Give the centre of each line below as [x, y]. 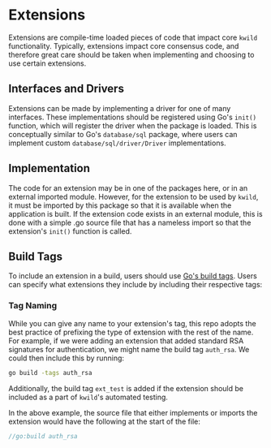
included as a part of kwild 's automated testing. [88, 397]
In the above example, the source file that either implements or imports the [133, 412]
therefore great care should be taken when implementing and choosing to [131, 54]
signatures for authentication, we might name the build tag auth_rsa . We [129, 349]
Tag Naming [33, 306]
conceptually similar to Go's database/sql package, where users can [123, 134]
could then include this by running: [66, 358]
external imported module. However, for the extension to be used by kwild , [133, 196]
